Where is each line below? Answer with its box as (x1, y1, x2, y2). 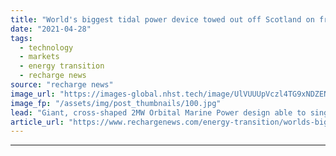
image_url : (10, 89, 56, 99)
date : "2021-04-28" (10, 24, 92, 34)
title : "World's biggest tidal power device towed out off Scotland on (10, 14, 315, 25)
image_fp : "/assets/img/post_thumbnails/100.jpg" (10, 98, 222, 108)
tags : (10, 33, 33, 43)
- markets (19, 52, 60, 62)
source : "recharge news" (10, 80, 114, 90)
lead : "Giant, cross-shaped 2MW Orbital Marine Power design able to (10, 107, 307, 118)
